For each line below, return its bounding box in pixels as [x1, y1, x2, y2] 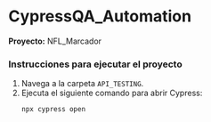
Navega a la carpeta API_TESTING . [20, 78, 144, 89]
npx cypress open [20, 105, 86, 114]
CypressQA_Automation [8, 6, 192, 27]
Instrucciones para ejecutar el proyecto [8, 58, 183, 70]
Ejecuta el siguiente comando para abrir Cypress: [20, 87, 203, 99]
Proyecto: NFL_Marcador [8, 36, 102, 46]
